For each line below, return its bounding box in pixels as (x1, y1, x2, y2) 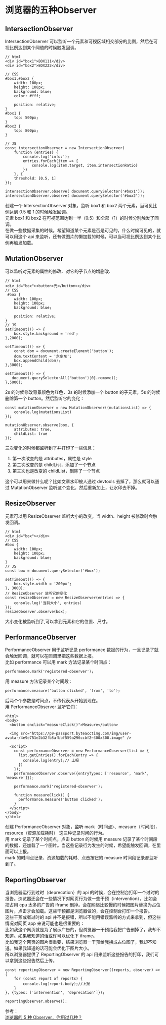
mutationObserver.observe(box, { (5, 422, 74, 427)
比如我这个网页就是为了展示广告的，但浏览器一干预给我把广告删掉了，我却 (5, 927, 157, 933)
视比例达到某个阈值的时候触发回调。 (5, 45, 79, 50)
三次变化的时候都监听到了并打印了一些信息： (5, 445, 96, 451)
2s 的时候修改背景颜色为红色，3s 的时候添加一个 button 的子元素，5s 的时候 (5, 389, 161, 395)
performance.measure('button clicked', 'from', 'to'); (5, 688, 121, 693)
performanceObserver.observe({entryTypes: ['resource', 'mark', (14, 771, 149, 776)
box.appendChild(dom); (14, 358, 61, 363)
